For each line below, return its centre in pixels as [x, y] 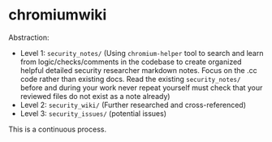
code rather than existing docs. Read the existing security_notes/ [130, 79]
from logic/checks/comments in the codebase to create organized [131, 62]
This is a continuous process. [58, 129]
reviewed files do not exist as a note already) [95, 96]
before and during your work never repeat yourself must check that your [141, 88]
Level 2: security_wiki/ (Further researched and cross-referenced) [133, 105]
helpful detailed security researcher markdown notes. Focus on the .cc [138, 70]
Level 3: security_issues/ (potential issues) [93, 113]
